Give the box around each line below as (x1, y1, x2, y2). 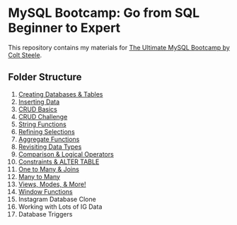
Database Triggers (18, 209, 73, 218)
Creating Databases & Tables (18, 90, 103, 98)
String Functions (18, 120, 67, 128)
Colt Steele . (8, 51, 42, 59)
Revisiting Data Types (18, 142, 82, 151)
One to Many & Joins (18, 164, 80, 174)
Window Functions (18, 187, 73, 195)
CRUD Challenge (18, 112, 68, 121)
